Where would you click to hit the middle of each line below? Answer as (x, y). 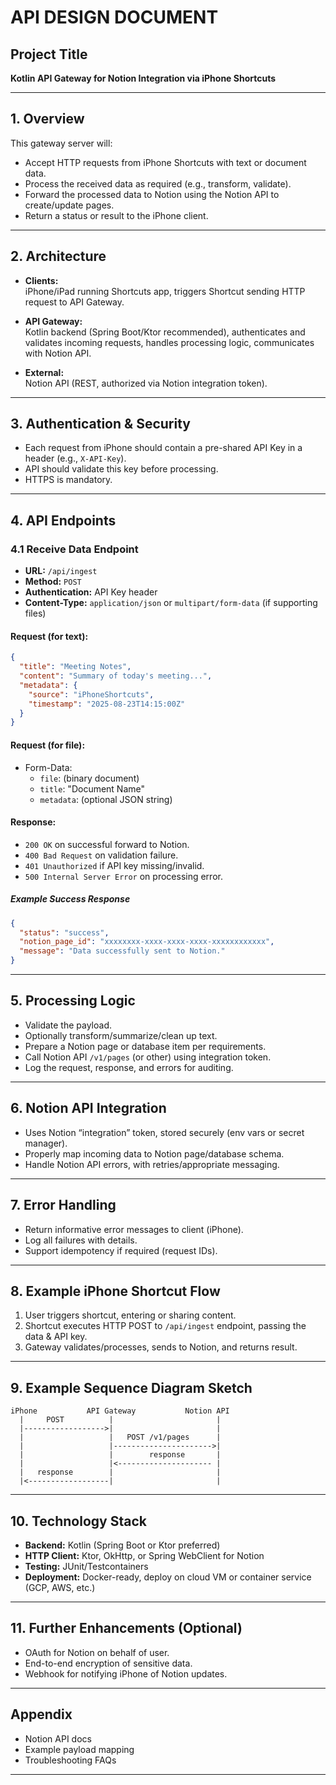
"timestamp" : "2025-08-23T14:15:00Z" (107, 704)
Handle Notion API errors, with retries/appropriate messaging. (152, 1164)
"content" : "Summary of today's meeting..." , (116, 676)
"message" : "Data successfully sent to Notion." (122, 951)
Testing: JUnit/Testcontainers (86, 1566)
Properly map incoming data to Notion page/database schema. (154, 1153)
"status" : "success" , (64, 932)
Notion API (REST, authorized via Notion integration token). (146, 383)
